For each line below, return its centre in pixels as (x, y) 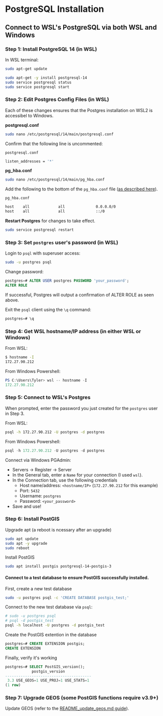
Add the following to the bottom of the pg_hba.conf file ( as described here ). (81, 189)
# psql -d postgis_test (30, 621)
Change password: (24, 272)
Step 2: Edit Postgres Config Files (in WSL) (57, 100)
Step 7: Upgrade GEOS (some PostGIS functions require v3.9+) (82, 698)
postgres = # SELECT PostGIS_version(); (45, 667)
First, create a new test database (39, 589)
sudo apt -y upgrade (26, 543)
